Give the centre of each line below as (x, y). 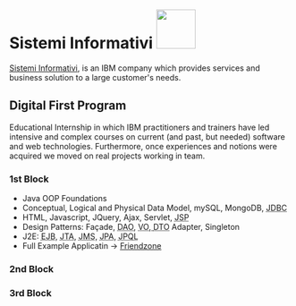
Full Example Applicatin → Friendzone (92, 246)
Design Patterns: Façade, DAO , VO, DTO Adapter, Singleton (131, 227)
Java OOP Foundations (64, 199)
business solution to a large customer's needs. (95, 77)
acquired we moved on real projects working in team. (107, 156)
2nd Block (32, 268)
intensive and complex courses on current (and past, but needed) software (148, 136)
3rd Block (30, 293)
